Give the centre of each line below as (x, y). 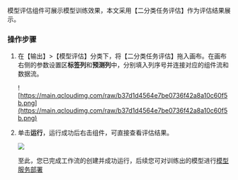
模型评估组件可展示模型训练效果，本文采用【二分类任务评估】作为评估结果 (116, 10)
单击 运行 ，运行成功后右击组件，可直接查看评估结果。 (95, 133)
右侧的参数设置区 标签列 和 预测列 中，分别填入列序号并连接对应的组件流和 (123, 65)
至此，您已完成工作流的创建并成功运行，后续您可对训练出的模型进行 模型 (123, 160)
